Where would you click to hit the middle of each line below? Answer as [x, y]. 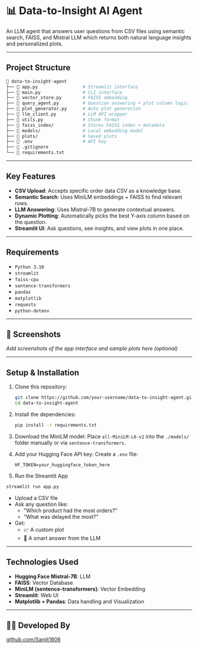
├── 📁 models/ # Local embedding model [75, 131]
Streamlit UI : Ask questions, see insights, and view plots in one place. [99, 228]
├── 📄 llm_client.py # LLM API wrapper [67, 114]
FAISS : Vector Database [44, 582]
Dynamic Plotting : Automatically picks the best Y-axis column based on [102, 216]
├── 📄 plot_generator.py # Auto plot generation [74, 109]
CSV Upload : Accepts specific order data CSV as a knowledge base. [98, 190]
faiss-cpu [27, 279]
